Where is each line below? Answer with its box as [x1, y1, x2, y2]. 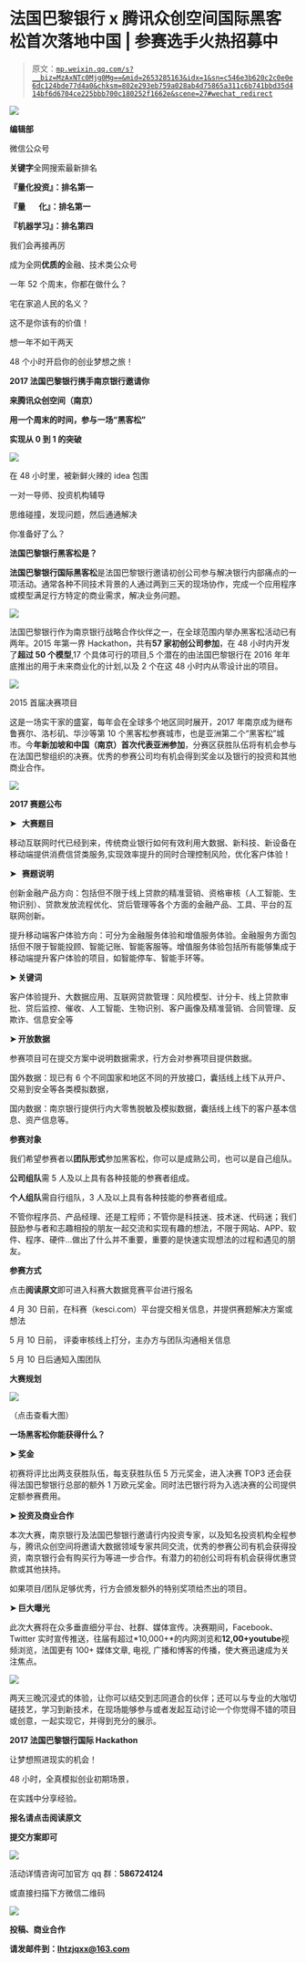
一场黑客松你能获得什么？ [9, 1428, 106, 1439]
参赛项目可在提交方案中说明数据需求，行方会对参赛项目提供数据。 [9, 1053, 257, 1064]
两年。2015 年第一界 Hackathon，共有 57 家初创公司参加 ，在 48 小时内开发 [9, 638, 291, 649]
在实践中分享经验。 [9, 1792, 82, 1803]
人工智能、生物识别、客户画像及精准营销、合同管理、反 [88, 1002, 297, 1013]
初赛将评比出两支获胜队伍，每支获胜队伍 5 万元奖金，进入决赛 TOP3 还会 [9, 1468, 284, 1479]
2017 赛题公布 [9, 798, 62, 809]
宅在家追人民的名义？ [9, 297, 89, 308]
